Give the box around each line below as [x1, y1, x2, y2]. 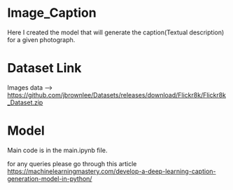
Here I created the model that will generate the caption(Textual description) [7, 28, 225, 36]
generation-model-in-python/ [7, 174, 92, 183]
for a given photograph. [7, 35, 76, 43]
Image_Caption [7, 5, 97, 21]
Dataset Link [7, 60, 82, 76]
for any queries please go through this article [7, 159, 137, 168]
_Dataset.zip [7, 98, 43, 107]
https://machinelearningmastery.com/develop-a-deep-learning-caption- [7, 167, 216, 175]
